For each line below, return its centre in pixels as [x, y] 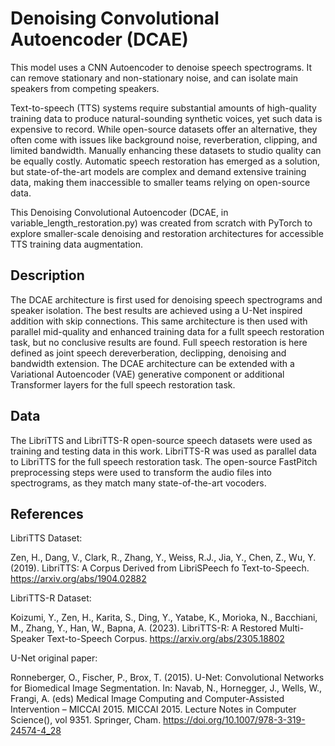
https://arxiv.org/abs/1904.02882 [78, 579]
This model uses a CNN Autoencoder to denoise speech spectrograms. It [161, 67]
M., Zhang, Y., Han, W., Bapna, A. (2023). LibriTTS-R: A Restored [144, 628]
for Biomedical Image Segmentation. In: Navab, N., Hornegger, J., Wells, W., [166, 688]
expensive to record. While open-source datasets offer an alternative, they [164, 129]
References [47, 513]
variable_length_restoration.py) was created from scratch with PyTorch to [161, 223]
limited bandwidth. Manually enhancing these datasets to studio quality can [166, 150]
